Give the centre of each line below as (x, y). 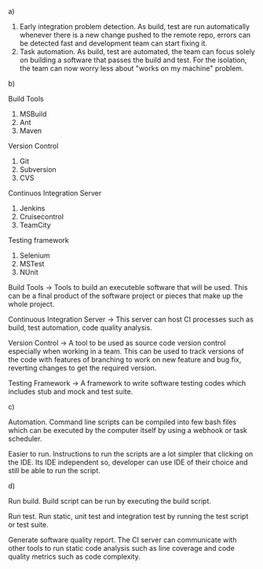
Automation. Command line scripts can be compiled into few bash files (122, 422)
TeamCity (35, 225)
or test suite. (28, 525)
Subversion (38, 169)
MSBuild (33, 114)
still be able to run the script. (54, 470)
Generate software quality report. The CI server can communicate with (122, 540)
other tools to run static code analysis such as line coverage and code (122, 548)
